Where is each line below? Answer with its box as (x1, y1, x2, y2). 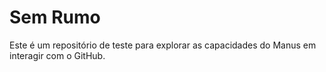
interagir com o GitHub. (9, 49, 106, 61)
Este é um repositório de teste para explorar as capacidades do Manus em (9, 39, 317, 51)
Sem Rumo (9, 6, 101, 29)
